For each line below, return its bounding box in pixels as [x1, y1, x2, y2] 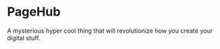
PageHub [7, 4, 61, 20]
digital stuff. [7, 33, 41, 42]
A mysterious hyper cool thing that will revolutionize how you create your [7, 27, 213, 35]
